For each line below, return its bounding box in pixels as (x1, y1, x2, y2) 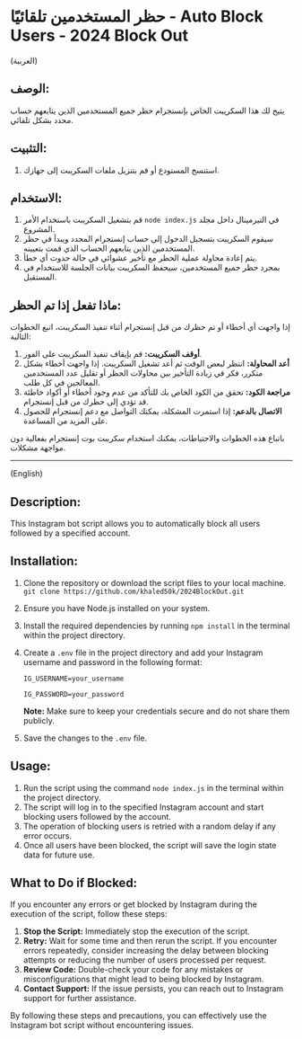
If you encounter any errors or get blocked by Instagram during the (10, 899, 258, 910)
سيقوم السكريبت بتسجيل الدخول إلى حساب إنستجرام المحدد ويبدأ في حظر (22, 234, 274, 244)
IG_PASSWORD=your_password (22, 689, 125, 698)
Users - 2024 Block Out (10, 25, 189, 46)
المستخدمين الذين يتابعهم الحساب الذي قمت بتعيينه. (22, 243, 195, 253)
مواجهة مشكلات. (10, 442, 66, 453)
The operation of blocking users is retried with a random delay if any (22, 821, 277, 831)
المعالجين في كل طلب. (22, 377, 101, 388)
